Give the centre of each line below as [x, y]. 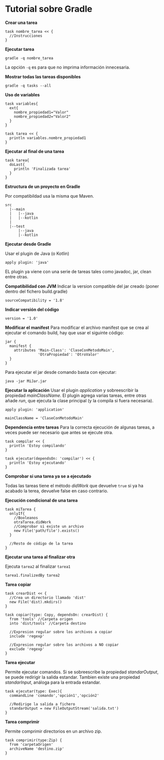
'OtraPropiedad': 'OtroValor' [68, 354]
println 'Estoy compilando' [38, 446]
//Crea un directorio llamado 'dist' [48, 598]
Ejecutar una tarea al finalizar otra [40, 557]
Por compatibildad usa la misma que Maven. [50, 196]
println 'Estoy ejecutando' [38, 463]
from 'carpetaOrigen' [31, 744]
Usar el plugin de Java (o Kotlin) [37, 253]
